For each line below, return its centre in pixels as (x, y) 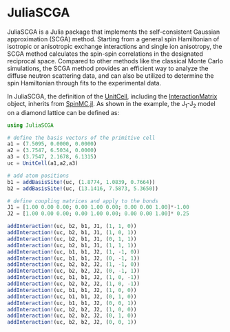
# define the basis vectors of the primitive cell (81, 138)
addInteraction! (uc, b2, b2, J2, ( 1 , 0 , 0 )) (72, 309)
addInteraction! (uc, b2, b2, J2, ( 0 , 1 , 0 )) (72, 316)
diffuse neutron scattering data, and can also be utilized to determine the (111, 75)
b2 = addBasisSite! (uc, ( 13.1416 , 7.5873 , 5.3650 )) (83, 188)
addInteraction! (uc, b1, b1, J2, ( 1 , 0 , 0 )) (72, 290)
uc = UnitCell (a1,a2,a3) (43, 163)
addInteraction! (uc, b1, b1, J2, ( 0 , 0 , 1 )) (72, 303)
